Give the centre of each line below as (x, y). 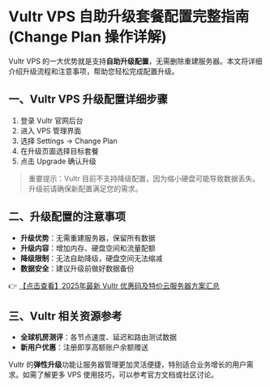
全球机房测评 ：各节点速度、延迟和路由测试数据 (98, 337)
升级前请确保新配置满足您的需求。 (85, 189)
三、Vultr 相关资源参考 (65, 316)
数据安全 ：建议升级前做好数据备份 (77, 268)
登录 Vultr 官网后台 (51, 120)
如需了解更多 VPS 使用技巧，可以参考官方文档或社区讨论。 (120, 375)
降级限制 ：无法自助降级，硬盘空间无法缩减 (91, 258)
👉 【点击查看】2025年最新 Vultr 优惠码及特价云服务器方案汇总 (114, 285)
